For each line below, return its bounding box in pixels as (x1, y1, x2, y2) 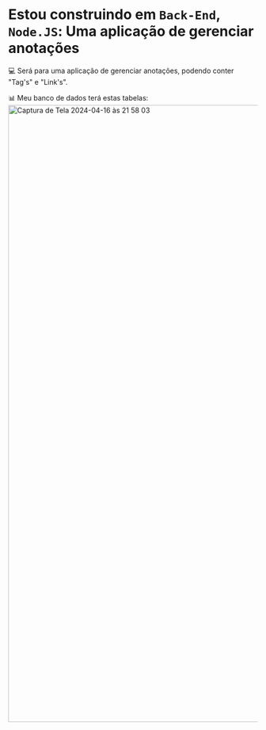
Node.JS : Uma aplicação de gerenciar (8, 22, 254, 40)
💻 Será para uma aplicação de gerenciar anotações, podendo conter (8, 66, 234, 75)
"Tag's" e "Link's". (8, 77, 68, 86)
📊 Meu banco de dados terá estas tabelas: (8, 93, 149, 102)
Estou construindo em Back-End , (8, 6, 221, 24)
